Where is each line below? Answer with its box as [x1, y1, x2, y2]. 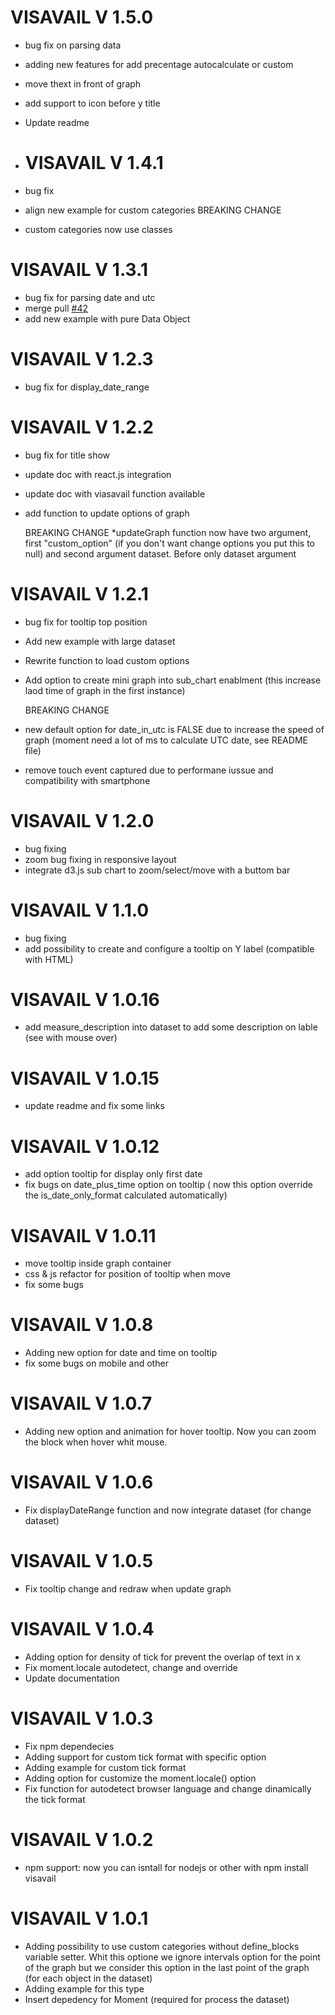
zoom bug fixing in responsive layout [24, 853, 177, 865]
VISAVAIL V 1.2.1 [10, 582, 149, 605]
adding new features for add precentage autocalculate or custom [24, 58, 294, 70]
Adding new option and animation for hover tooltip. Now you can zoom [24, 1426, 317, 1438]
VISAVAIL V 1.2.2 [10, 416, 154, 438]
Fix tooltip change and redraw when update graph [24, 1583, 232, 1595]
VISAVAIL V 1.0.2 [10, 1829, 154, 1851]
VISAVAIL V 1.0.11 [10, 1224, 157, 1247]
